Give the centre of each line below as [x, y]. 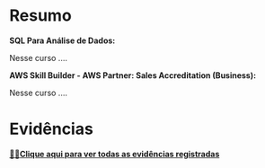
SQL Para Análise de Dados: [62, 40]
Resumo [40, 16]
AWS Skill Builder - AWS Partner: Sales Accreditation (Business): [133, 75]
